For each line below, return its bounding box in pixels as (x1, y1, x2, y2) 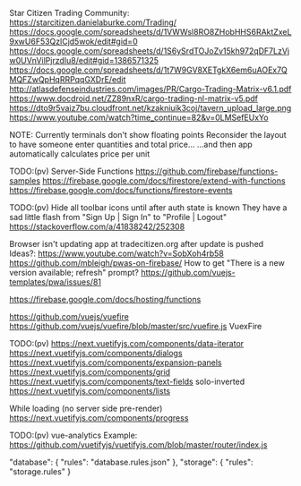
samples (9, 175, 41, 186)
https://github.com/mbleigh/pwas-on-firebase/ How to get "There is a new (9, 258, 285, 268)
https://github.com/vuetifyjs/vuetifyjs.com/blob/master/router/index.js (9, 439, 268, 450)
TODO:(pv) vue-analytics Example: (9, 430, 138, 440)
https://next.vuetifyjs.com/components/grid (9, 367, 171, 377)
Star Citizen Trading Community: (9, 8, 130, 18)
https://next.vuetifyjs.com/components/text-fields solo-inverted (9, 376, 245, 387)
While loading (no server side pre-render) (9, 403, 163, 414)
